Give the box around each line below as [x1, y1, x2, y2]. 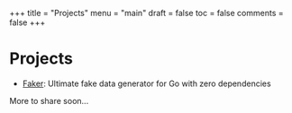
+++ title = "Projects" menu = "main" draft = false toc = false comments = [9, 8, 284, 18]
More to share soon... [9, 95, 89, 106]
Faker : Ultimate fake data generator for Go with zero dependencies [22, 78, 272, 89]
